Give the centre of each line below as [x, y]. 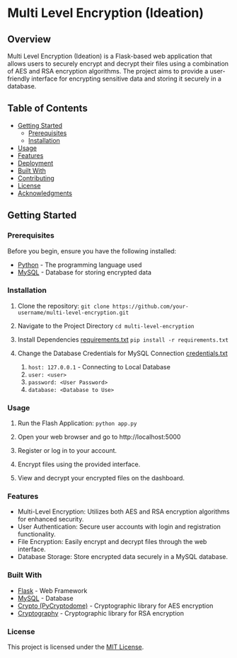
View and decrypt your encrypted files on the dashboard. [101, 478]
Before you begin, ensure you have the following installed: [92, 251]
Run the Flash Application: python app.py [77, 423]
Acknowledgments [45, 193]
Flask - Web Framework [52, 590]
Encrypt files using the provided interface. [79, 464]
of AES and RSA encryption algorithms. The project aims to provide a [108, 71]
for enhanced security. [51, 519]
